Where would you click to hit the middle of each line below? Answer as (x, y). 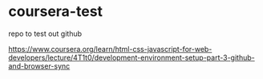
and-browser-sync (39, 65)
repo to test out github (45, 34)
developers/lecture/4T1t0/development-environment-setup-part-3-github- (131, 57)
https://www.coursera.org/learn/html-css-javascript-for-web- (110, 49)
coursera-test (55, 12)
